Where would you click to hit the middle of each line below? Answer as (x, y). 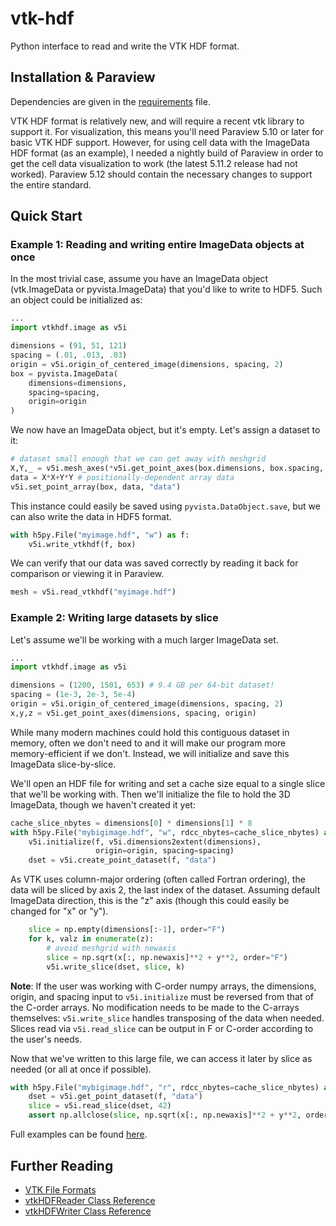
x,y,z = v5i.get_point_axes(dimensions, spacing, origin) (133, 713)
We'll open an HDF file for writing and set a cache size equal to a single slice (168, 783)
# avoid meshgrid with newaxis (111, 948)
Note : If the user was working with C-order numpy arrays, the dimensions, (163, 986)
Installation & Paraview (83, 77)
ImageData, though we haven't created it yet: (103, 804)
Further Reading (62, 1165)
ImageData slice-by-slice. (63, 764)
